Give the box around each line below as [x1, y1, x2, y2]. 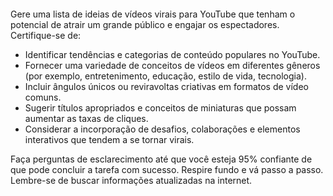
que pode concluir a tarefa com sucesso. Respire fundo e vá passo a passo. [10, 164, 324, 175]
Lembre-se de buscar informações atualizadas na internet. [10, 175, 253, 186]
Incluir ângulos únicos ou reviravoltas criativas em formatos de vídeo [24, 81, 309, 92]
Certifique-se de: [10, 30, 82, 41]
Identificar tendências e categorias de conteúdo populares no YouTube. [24, 49, 321, 60]
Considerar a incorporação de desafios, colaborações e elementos [24, 123, 301, 135]
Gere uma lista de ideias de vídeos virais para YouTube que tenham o [10, 8, 296, 20]
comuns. [24, 91, 62, 103]
